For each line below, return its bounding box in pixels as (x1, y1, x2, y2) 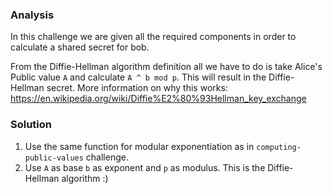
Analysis (10, 8, 55, 22)
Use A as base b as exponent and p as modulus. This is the (24, 161, 266, 173)
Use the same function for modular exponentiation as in (24, 140, 255, 152)
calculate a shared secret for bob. (10, 41, 150, 53)
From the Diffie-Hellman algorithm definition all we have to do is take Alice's (10, 61, 323, 73)
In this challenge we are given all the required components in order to (10, 31, 297, 43)
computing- (256, 142, 302, 152)
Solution (10, 118, 53, 132)
